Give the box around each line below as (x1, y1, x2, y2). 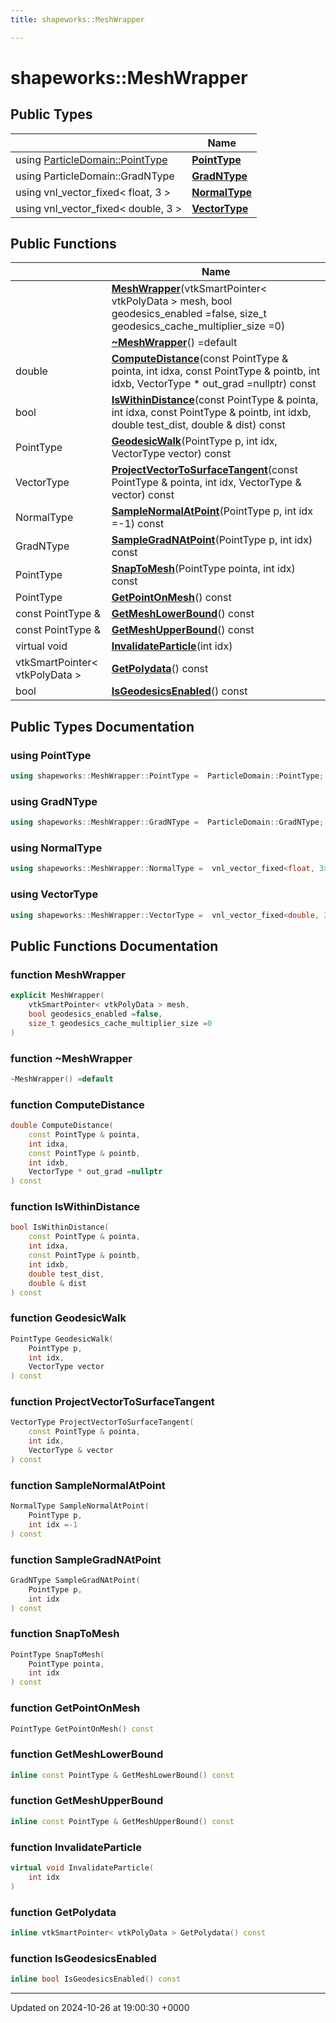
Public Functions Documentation (10, 937, 219, 955)
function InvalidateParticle (10, 1840, 143, 1854)
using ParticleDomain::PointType (15, 152, 168, 166)
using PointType (10, 748, 92, 762)
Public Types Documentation (10, 718, 195, 735)
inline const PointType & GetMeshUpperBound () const (10, 1816, 235, 1826)
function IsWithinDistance (10, 1200, 141, 1214)
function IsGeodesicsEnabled (10, 1951, 157, 1965)
